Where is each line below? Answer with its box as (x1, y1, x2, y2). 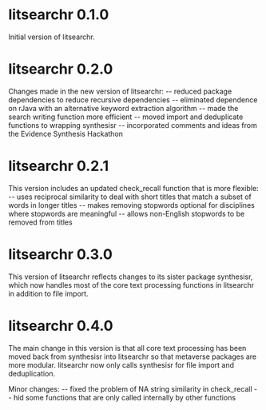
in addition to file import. (8, 289, 89, 298)
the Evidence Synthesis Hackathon (8, 129, 124, 138)
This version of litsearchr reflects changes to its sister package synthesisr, (8, 272, 253, 281)
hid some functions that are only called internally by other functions (13, 392, 236, 402)
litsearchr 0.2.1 (8, 157, 109, 175)
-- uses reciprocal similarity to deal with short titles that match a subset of (8, 192, 252, 201)
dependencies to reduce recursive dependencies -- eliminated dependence (8, 94, 258, 105)
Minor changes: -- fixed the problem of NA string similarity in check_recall (8, 384, 253, 393)
